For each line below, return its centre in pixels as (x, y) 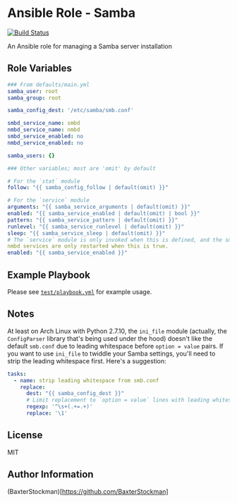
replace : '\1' (47, 413)
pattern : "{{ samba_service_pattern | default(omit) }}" (93, 220)
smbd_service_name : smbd (44, 123)
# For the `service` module (49, 200)
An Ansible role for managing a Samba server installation (90, 46)
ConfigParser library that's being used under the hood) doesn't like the (110, 338)
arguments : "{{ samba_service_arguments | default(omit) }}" (99, 207)
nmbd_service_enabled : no (45, 143)
